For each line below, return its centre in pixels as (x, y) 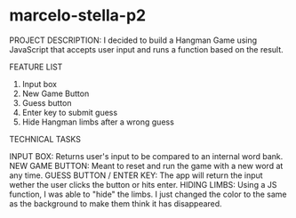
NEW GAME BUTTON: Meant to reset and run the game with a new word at (146, 166)
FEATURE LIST (36, 67)
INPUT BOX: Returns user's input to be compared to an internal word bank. (146, 156)
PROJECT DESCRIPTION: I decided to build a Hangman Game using (133, 40)
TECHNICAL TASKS (45, 139)
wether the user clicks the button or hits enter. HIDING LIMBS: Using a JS (143, 184)
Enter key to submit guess (70, 112)
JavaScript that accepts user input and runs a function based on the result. (147, 49)
